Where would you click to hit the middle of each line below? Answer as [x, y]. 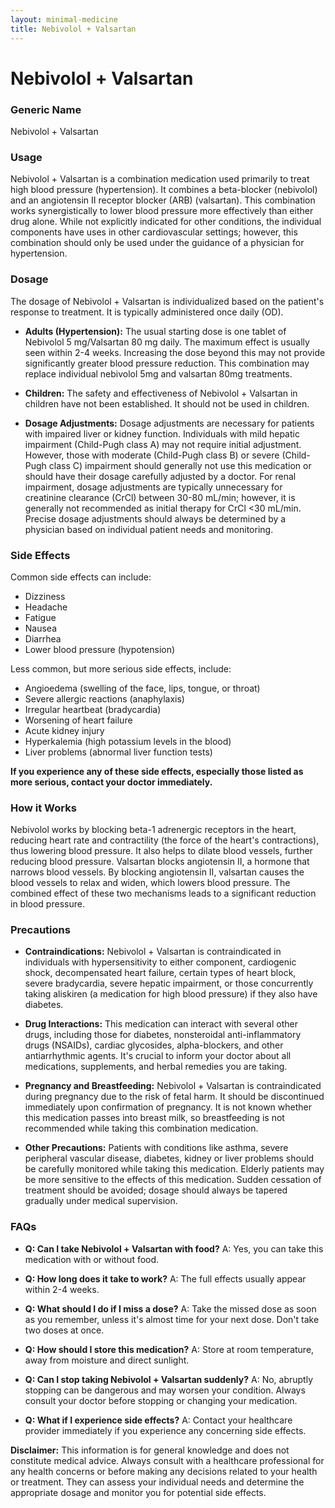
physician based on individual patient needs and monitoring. [149, 529]
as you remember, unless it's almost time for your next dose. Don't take [172, 1319]
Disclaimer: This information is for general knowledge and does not [150, 1450]
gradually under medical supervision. [101, 1201]
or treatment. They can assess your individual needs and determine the [157, 1482]
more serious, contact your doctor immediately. [111, 782]
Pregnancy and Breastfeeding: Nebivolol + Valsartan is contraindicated [173, 1086]
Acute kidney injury [64, 730]
